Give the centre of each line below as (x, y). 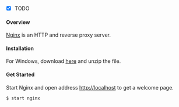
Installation (20, 48)
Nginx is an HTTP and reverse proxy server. (58, 35)
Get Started (20, 74)
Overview (18, 22)
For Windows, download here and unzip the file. (64, 61)
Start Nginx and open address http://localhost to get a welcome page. (90, 87)
